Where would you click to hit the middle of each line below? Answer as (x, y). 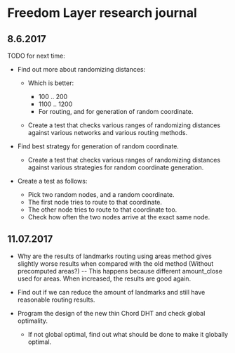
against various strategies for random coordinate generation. (116, 167)
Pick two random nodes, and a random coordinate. (101, 194)
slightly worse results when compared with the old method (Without (115, 263)
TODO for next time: (36, 56)
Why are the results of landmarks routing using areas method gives (114, 256)
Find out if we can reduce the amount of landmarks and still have (111, 292)
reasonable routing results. (56, 300)
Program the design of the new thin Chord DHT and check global (111, 313)
